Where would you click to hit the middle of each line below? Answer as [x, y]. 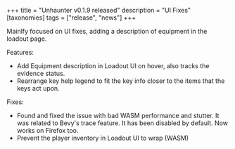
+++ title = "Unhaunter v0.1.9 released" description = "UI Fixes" [99, 10]
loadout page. [27, 39]
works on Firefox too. [47, 130]
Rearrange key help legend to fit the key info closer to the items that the [121, 81]
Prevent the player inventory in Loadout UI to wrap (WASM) [103, 138]
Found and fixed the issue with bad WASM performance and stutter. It [118, 116]
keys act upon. [38, 88]
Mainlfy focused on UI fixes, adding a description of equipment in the [107, 31]
